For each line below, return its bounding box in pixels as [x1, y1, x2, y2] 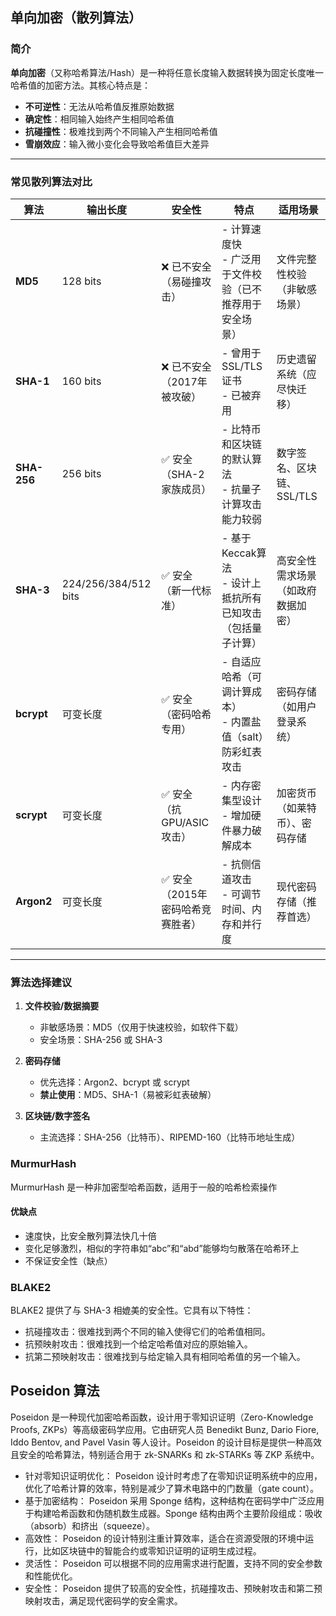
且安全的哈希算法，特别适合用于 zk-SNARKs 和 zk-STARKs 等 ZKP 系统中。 [10, 1448, 320, 1460]
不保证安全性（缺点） [24, 1254, 113, 1267]
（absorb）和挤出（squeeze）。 [24, 1519, 156, 1532]
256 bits [61, 466, 102, 480]
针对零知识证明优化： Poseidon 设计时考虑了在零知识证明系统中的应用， [24, 1469, 323, 1482]
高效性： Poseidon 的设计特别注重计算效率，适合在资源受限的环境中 [24, 1532, 306, 1544]
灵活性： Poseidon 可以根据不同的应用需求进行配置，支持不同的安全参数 [24, 1557, 323, 1569]
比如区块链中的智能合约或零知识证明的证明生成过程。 [42, 1544, 262, 1557]
